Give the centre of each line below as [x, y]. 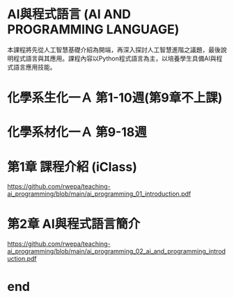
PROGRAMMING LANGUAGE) [93, 30]
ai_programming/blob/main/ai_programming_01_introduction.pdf [99, 194]
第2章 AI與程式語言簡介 [74, 224]
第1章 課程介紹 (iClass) [72, 167]
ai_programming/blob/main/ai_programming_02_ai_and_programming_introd [117, 251]
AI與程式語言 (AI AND [69, 14]
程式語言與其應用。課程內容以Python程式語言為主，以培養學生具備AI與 [115, 58]
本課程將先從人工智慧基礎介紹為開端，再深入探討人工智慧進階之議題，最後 [114, 49]
